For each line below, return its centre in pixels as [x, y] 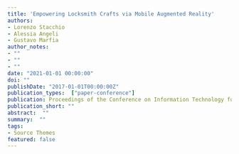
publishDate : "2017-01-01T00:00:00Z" [63, 87]
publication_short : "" [41, 106]
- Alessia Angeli [33, 34]
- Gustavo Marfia [33, 40]
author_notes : [28, 47]
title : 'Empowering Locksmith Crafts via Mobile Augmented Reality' [111, 14]
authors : [20, 21]
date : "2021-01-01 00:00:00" [51, 73]
